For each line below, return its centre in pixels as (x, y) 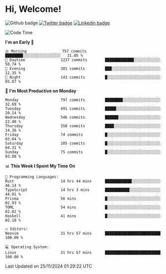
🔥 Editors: (17, 229)
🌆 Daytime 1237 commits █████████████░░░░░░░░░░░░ (83, 60)
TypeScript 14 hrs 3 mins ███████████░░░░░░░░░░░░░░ (83, 190)
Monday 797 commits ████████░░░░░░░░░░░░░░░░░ (83, 100)
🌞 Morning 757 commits (46, 51)
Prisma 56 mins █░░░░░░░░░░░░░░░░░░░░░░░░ (83, 199)
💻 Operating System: (27, 247)
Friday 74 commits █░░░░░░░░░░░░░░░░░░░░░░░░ (83, 135)
